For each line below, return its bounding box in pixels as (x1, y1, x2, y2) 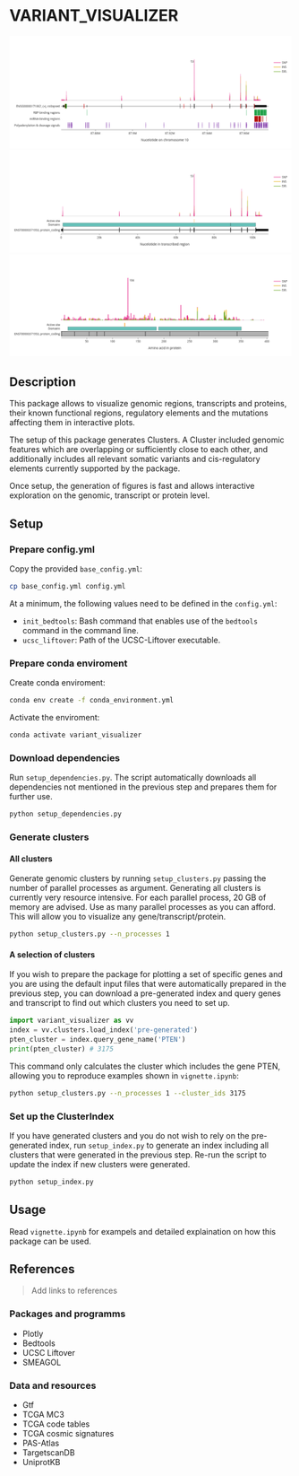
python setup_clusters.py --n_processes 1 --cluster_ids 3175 (9, 1088, 246, 1097)
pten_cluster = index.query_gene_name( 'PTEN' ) (9, 1035, 186, 1044)
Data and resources (9, 1379, 97, 1392)
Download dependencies (9, 751, 121, 764)
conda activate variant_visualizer (9, 730, 142, 739)
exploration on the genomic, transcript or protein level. (9, 490, 210, 501)
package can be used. (9, 1236, 92, 1246)
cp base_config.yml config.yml (9, 581, 126, 590)
